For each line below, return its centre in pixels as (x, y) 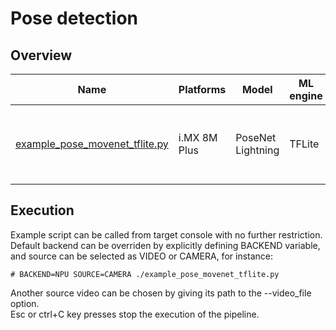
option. (25, 303)
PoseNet (256, 137)
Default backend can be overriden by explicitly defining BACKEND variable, (165, 245)
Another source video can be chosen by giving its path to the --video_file (161, 293)
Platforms (202, 89)
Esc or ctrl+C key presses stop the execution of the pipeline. (135, 314)
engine (306, 95)
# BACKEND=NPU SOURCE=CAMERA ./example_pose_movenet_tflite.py (145, 274)
